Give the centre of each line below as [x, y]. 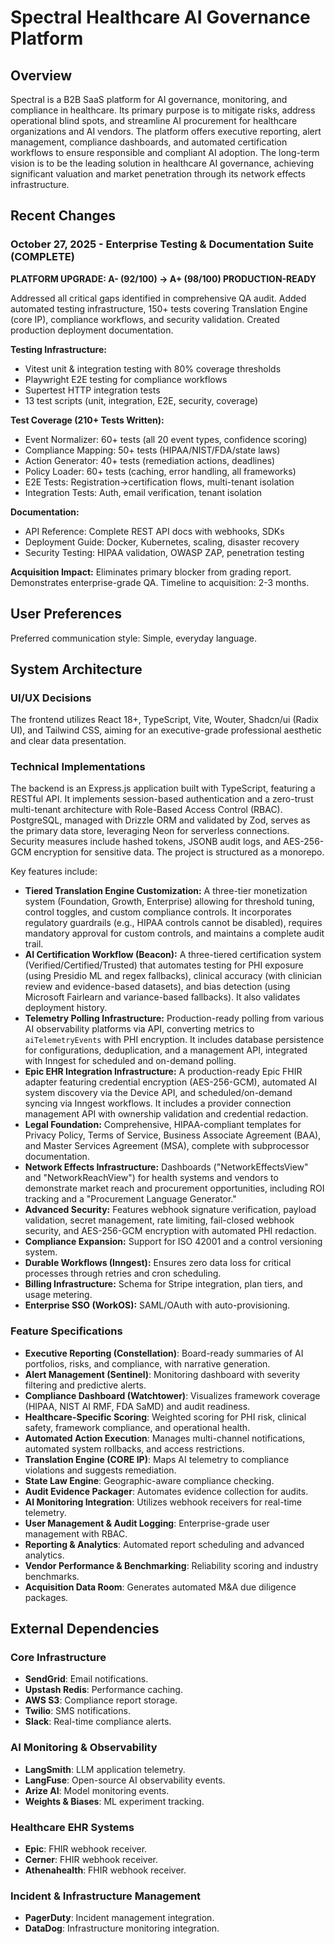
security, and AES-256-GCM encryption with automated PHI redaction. [170, 1231]
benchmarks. [52, 1576]
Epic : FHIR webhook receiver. [86, 1849]
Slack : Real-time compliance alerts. [98, 1722]
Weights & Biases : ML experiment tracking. [114, 1801]
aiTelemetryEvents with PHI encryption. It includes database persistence [174, 1040]
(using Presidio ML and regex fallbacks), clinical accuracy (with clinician [173, 976]
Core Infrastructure [58, 1658]
